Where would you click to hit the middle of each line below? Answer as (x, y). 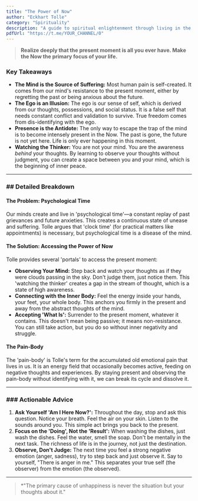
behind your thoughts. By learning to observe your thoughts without (97, 153)
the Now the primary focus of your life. (69, 57)
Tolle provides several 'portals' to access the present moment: (82, 259)
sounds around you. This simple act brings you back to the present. (97, 425)
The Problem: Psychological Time (48, 200)
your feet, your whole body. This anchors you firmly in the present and (100, 302)
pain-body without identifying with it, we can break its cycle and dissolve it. (98, 378)
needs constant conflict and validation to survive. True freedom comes (100, 116)
